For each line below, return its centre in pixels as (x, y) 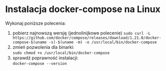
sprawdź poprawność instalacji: (46, 58)
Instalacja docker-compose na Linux (83, 9)
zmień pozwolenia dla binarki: (43, 47)
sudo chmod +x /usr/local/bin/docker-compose (61, 53)
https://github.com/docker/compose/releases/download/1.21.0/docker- (87, 38)
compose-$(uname (29, 42)
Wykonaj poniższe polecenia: (36, 23)
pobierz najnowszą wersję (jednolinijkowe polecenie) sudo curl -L (81, 33)
